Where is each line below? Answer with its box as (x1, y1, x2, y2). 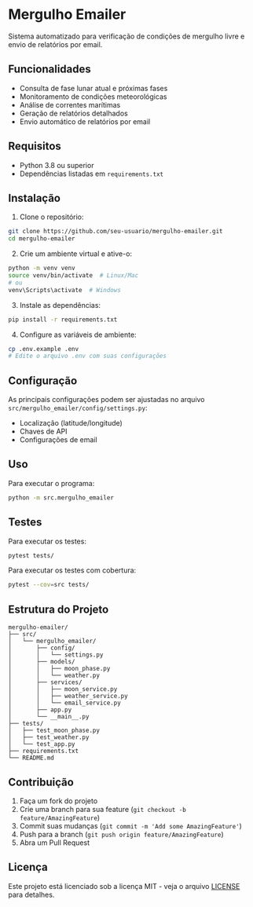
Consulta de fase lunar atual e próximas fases (19, 83, 168, 93)
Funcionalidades (8, 63, 92, 76)
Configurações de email (19, 435, 97, 444)
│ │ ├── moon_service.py (8, 686, 118, 693)
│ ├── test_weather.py (8, 733, 90, 741)
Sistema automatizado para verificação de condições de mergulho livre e (8, 31, 245, 41)
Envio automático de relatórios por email (19, 116, 151, 126)
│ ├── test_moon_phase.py (8, 726, 101, 735)
